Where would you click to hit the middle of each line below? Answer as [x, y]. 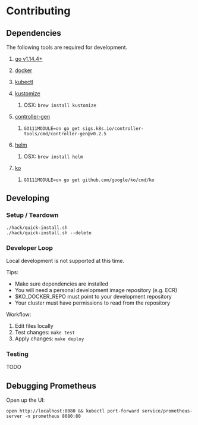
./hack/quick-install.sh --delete [49, 233]
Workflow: [19, 314]
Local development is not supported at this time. [65, 260]
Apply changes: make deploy [49, 339]
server [14, 416]
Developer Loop [30, 247]
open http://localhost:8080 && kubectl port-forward [73, 411]
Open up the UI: [26, 400]
